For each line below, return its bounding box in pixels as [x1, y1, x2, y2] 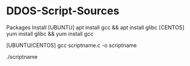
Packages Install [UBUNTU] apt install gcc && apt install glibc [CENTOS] [6, 24, 185, 31]
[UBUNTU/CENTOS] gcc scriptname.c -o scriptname [6, 42, 137, 49]
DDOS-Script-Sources [6, 4, 120, 18]
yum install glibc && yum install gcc [6, 30, 94, 37]
